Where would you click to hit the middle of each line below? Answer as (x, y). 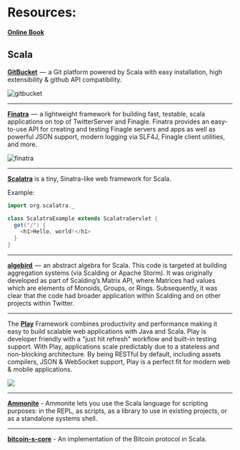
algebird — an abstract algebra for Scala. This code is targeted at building (117, 265)
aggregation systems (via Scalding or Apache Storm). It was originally (110, 273)
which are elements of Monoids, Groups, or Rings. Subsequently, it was (112, 288)
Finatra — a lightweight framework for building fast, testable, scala (106, 114)
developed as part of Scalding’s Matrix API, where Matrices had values (111, 280)
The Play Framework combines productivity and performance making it (112, 324)
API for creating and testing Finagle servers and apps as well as (122, 129)
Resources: (42, 12)
